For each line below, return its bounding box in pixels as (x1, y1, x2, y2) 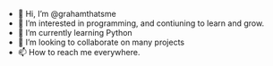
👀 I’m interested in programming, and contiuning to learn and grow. (17, 18, 265, 29)
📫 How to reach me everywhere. (17, 47, 141, 57)
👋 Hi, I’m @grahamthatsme (17, 9, 116, 19)
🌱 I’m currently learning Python (17, 28, 132, 37)
